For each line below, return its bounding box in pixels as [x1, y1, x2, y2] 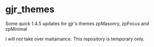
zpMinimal [5, 26, 27, 32]
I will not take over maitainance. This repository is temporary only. [5, 36, 145, 42]
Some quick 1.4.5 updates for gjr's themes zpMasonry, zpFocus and [5, 20, 149, 27]
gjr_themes [5, 4, 55, 15]
